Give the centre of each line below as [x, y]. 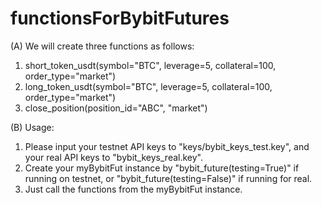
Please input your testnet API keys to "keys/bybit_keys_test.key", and [167, 146]
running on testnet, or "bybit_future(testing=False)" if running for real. [168, 178]
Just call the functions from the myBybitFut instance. [133, 189]
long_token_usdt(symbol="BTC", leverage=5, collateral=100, [148, 86]
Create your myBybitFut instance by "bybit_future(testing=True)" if [162, 168]
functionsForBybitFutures [120, 18]
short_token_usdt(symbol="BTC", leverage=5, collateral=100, [150, 65]
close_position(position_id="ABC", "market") [116, 108]
